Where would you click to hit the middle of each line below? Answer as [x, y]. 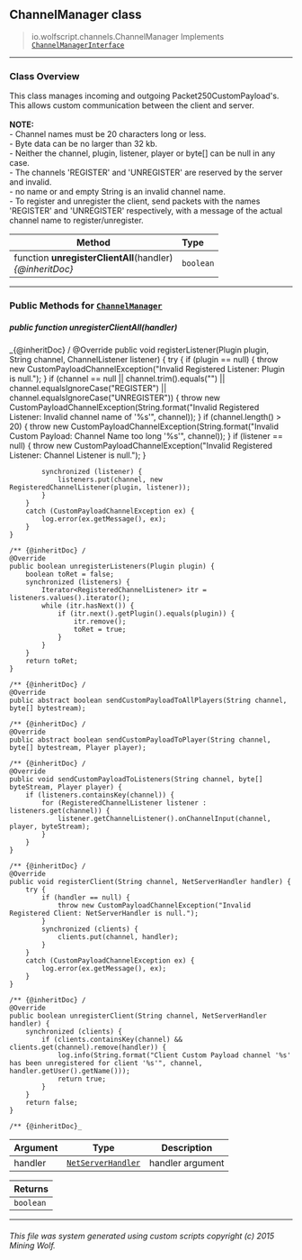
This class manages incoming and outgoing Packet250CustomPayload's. [144, 96]
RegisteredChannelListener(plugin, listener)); [100, 488]
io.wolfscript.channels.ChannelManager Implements [128, 36]
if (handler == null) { [86, 898]
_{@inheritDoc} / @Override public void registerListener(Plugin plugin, [139, 350]
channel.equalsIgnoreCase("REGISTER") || [88, 388]
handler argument [187, 1163]
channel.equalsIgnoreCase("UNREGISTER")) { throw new [115, 397]
